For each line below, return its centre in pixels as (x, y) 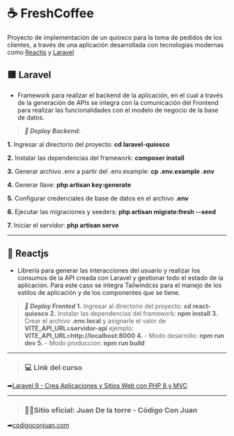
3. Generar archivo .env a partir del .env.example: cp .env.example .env (111, 171)
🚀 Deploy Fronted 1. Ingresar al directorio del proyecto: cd (108, 306)
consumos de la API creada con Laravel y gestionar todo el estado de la (120, 277)
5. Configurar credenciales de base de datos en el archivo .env (98, 198)
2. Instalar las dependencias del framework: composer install (96, 158)
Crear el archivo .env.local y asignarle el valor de (95, 321)
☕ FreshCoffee (50, 14)
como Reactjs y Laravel (41, 52)
